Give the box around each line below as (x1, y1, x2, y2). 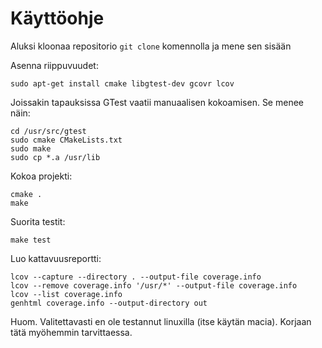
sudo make (10, 143, 52, 154)
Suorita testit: (10, 215, 66, 227)
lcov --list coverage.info (10, 289, 123, 299)
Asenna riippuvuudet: (10, 59, 99, 71)
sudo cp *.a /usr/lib (10, 152, 101, 162)
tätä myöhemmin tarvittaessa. (10, 326, 133, 338)
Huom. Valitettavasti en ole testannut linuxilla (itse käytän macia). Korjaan (10, 315, 312, 327)
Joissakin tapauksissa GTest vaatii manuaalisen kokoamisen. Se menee (10, 96, 304, 108)
